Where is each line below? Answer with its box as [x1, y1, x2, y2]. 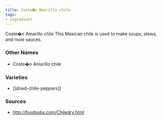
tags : [5, 12, 17, 17]
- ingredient [5, 17, 33, 22]
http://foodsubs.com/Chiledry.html [12, 109, 85, 115]
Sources [5, 98, 26, 105]
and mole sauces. [5, 36, 42, 43]
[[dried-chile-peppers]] [12, 85, 61, 91]
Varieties [5, 74, 28, 81]
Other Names [5, 49, 39, 56]
